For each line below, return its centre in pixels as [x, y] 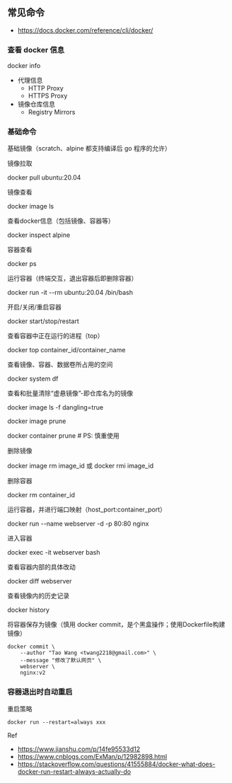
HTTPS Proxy [48, 96]
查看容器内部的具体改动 [41, 567]
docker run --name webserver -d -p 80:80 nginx [78, 524]
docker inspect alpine [39, 235]
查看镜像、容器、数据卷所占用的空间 [60, 365]
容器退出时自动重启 [40, 692]
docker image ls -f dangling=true [56, 407]
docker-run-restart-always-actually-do [74, 771]
